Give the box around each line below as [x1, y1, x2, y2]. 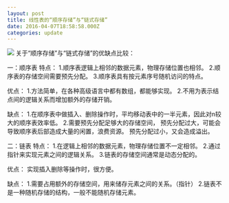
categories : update [7, 29, 63, 36]
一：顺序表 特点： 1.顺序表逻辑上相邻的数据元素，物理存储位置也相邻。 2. [7, 63, 215, 72]
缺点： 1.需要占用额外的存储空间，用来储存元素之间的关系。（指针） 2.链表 [7, 180, 217, 188]
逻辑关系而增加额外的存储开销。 [25, 96, 116, 104]
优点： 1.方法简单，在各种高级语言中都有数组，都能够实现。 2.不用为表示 [7, 87, 213, 95]
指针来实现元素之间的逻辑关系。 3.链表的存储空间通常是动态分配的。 [7, 151, 201, 159]
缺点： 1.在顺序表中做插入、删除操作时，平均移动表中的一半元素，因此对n [7, 110, 215, 118]
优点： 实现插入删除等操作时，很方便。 [7, 165, 118, 173]
